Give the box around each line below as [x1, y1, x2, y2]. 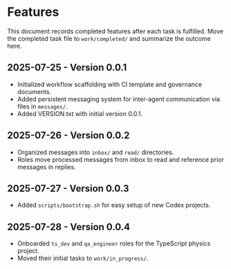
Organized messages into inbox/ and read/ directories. [17, 148, 174, 156]
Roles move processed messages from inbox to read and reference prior [17, 155, 225, 163]
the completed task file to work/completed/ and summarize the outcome [7, 34, 211, 42]
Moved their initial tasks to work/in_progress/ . [17, 254, 149, 263]
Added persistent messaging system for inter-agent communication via [17, 95, 220, 103]
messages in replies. [17, 163, 76, 171]
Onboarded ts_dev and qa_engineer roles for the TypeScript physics [17, 239, 211, 248]
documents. [17, 87, 52, 95]
